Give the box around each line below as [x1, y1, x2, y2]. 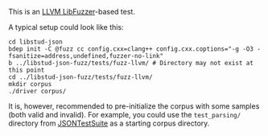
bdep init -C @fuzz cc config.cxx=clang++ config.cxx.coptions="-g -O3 [8, 45, 254, 53]
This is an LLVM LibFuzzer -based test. [8, 7, 135, 16]
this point [8, 66, 45, 74]
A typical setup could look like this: [8, 23, 124, 31]
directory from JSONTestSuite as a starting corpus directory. [8, 118, 210, 128]
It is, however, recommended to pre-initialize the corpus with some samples [8, 101, 260, 111]
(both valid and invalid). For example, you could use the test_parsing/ [8, 110, 241, 119]
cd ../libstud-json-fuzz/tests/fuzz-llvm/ [8, 73, 153, 81]
